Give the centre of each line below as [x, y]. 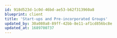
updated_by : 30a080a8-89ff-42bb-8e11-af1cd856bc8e [58, 23]
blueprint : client [24, 14]
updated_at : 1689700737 [29, 28]
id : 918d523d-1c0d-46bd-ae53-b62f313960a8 [49, 10]
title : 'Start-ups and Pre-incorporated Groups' [56, 19]
